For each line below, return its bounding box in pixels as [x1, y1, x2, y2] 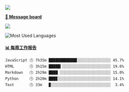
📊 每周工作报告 [5, 44, 37, 50]
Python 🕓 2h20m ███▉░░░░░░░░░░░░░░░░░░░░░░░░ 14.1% [5, 76, 125, 81]
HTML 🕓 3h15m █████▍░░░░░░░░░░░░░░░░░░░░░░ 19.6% [5, 64, 125, 69]
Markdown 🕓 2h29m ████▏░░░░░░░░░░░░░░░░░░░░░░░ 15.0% [5, 70, 125, 75]
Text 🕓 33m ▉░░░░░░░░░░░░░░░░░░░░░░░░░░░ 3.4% [5, 83, 125, 88]
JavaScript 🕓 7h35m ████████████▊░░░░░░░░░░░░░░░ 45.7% [5, 58, 125, 63]
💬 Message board [5, 14, 42, 20]
